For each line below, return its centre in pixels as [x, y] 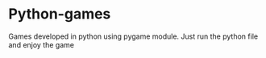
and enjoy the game [42, 44]
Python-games [60, 14]
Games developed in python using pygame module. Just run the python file [133, 36]
